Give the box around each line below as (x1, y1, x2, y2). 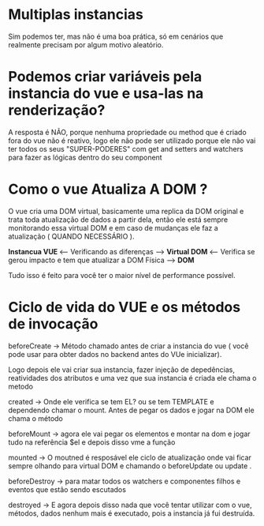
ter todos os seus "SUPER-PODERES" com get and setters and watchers (8, 144, 244, 153)
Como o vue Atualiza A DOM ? (8, 180, 208, 198)
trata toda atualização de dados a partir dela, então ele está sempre (8, 215, 229, 224)
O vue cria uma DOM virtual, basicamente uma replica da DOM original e (8, 206, 244, 216)
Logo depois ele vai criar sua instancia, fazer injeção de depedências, (8, 365, 235, 374)
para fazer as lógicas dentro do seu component (8, 152, 163, 162)
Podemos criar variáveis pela (8, 68, 203, 86)
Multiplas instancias (8, 6, 143, 24)
